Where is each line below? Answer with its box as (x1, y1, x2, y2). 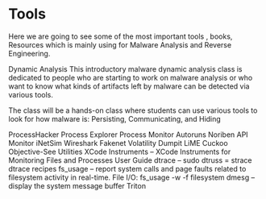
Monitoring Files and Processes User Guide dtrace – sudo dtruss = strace (8, 155, 252, 165)
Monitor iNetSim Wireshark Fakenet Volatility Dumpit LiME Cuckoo (8, 138, 228, 147)
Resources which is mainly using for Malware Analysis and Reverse (8, 39, 232, 49)
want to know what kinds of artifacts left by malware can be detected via (8, 81, 250, 91)
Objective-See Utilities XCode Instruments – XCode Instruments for (8, 147, 231, 156)
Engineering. (8, 48, 51, 58)
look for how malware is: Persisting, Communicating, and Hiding (8, 114, 222, 123)
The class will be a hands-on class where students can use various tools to (8, 106, 258, 115)
